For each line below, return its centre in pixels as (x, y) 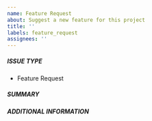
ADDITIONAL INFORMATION (48, 111)
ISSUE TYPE (25, 61)
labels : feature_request (42, 33)
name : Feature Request (39, 13)
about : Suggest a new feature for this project (76, 20)
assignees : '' (27, 39)
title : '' (21, 26)
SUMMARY (23, 94)
